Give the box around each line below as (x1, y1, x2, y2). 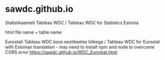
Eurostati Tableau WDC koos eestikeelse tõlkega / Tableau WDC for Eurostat (5, 38, 160, 45)
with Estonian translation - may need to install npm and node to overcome (5, 44, 155, 50)
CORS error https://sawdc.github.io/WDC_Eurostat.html (5, 49, 117, 55)
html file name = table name (5, 29, 62, 35)
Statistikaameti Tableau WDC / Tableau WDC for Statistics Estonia (5, 20, 139, 26)
